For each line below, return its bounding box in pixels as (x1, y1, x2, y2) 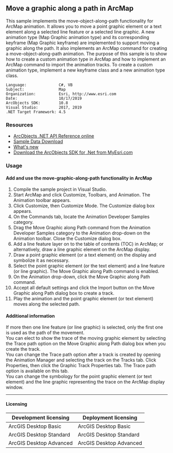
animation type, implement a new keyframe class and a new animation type (6, 67, 165, 73)
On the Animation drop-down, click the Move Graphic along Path (13, 274, 150, 280)
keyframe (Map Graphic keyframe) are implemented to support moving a (6, 40, 160, 46)
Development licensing (11, 414, 70, 421)
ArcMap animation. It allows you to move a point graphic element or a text (6, 23, 162, 29)
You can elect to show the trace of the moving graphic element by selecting (6, 335, 166, 341)
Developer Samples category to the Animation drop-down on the (13, 230, 150, 236)
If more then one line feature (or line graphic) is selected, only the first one (6, 324, 163, 331)
